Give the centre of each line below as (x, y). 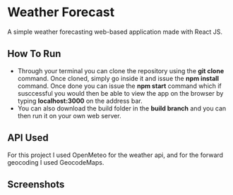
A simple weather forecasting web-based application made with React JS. (115, 32)
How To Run (34, 54)
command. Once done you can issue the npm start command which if (120, 86)
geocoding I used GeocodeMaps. (56, 162)
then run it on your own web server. (69, 115)
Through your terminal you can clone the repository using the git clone (121, 70)
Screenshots (36, 184)
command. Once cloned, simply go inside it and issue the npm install (118, 78)
